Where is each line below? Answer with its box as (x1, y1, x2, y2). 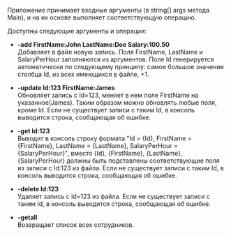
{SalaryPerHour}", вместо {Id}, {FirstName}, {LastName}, (17, 149, 183, 157)
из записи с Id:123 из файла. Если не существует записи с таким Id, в (17, 164, 225, 172)
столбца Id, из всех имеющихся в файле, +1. (17, 70, 149, 78)
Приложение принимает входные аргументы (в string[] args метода (7, 6, 210, 14)
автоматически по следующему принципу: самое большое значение (17, 63, 225, 71)
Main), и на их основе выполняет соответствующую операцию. (7, 13, 197, 22)
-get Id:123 (17, 127, 50, 135)
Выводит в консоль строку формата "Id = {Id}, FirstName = (17, 134, 192, 142)
